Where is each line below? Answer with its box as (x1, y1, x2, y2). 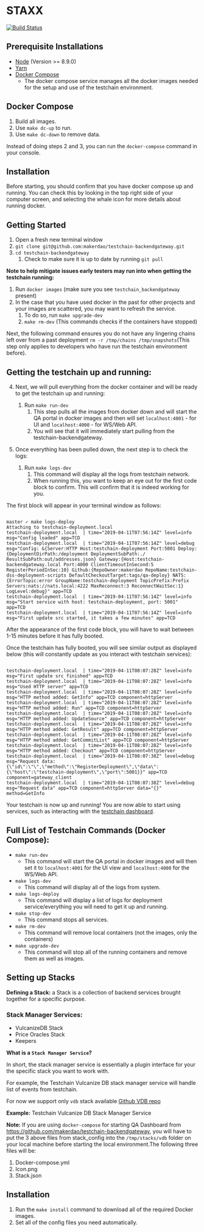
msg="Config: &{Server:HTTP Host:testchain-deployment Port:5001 (6, 546, 175, 552)
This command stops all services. (24, 916, 108, 923)
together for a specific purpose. (6, 995, 86, 1003)
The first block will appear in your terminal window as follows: (6, 502, 161, 509)
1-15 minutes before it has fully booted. (6, 632, 104, 639)
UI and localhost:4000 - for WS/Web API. (33, 421, 138, 428)
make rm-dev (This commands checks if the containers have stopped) (24, 318, 198, 325)
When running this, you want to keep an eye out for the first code (33, 477, 197, 484)
